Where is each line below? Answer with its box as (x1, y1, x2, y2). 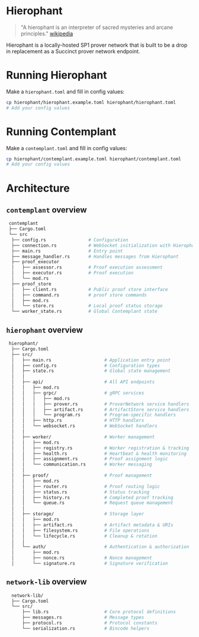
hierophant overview (6, 325, 83, 335)
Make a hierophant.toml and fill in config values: (6, 88, 125, 95)
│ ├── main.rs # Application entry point (11, 357, 171, 363)
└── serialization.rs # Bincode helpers (21, 625, 150, 631)
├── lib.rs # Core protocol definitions (21, 609, 176, 615)
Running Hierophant (6, 69, 108, 82)
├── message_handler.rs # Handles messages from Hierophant (11, 253, 179, 260)
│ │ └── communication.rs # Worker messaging (11, 461, 152, 468)
